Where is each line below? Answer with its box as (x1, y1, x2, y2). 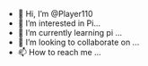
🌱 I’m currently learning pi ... (17, 28, 123, 37)
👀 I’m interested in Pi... (17, 18, 101, 29)
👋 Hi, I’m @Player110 (17, 9, 93, 19)
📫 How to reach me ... (17, 47, 101, 57)
